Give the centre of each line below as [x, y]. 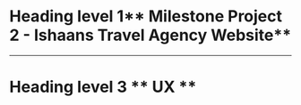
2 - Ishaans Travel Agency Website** [150, 35]
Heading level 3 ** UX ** [103, 87]
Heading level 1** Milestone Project [146, 16]
